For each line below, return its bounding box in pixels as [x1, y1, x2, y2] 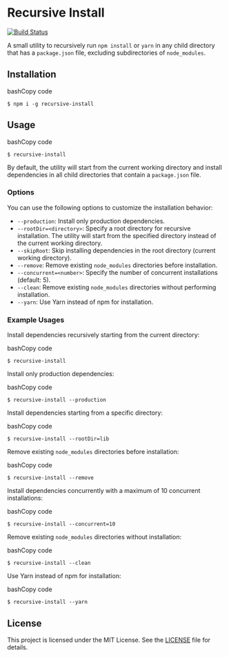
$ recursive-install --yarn [7, 599, 88, 606]
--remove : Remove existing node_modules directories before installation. [17, 261, 218, 269]
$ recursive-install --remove [7, 474, 94, 482]
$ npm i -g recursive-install [7, 100, 94, 107]
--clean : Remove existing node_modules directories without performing [17, 282, 217, 291]
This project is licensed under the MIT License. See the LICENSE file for [7, 636, 211, 644]
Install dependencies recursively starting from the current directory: [7, 331, 200, 339]
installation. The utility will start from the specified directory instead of [17, 231, 217, 240]
